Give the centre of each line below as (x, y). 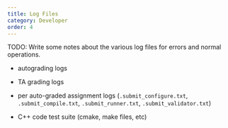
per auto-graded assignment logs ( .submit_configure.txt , (103, 95)
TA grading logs (41, 82)
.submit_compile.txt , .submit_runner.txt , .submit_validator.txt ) (114, 103)
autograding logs (42, 69)
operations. (24, 54)
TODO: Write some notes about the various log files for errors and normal (114, 47)
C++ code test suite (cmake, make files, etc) (82, 117)
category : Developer (38, 21)
